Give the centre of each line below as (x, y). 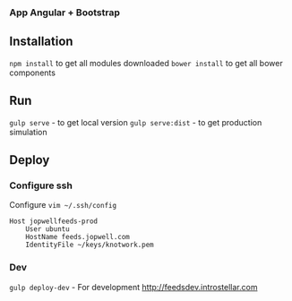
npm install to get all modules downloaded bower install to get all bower (146, 63)
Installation (41, 42)
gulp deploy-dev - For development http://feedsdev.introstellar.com (133, 287)
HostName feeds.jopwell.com (77, 237)
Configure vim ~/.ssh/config (63, 205)
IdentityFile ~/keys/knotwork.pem (90, 245)
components (33, 73)
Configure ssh (41, 185)
